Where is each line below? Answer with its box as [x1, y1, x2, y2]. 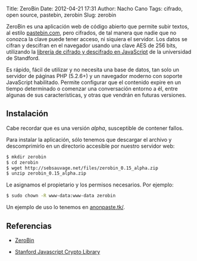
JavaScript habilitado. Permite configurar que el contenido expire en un [6, 79, 182, 86]
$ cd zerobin [6, 159, 39, 166]
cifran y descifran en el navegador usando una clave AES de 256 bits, [6, 42, 177, 49]
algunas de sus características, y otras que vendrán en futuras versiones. [6, 92, 186, 98]
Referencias [6, 220, 52, 231]
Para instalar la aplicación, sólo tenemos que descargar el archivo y [6, 136, 172, 143]
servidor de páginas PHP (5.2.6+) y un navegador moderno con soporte [6, 73, 183, 79]
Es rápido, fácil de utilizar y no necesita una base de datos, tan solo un [6, 66, 180, 73]
